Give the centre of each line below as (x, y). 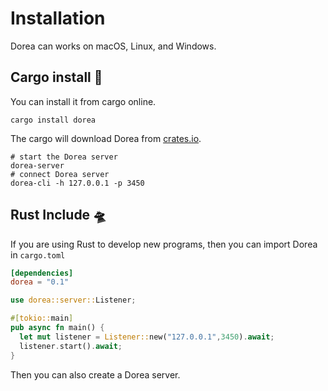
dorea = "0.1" (40, 282)
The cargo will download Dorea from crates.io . (106, 138)
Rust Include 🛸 (58, 215)
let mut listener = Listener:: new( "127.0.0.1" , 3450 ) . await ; (147, 337)
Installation (58, 18)
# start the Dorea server (64, 157)
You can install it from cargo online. (83, 101)
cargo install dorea (53, 120)
